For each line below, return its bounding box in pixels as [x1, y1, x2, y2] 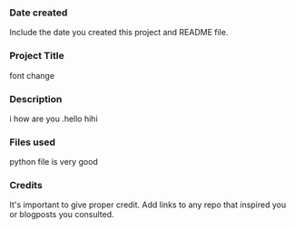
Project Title [9, 50, 65, 62]
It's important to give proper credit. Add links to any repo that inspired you [9, 199, 287, 210]
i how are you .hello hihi [9, 113, 98, 124]
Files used [9, 136, 56, 148]
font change [9, 70, 55, 81]
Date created [9, 6, 68, 19]
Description [9, 92, 63, 105]
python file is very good [9, 157, 98, 167]
